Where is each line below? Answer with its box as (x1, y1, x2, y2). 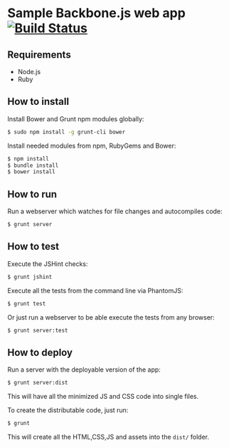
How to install (7, 96, 70, 108)
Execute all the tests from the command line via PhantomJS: (7, 286, 183, 295)
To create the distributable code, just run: (7, 406, 129, 414)
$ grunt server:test (7, 327, 69, 334)
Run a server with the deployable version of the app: (7, 365, 161, 374)
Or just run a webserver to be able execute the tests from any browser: (7, 312, 215, 322)
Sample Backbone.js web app (7, 5, 186, 21)
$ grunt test (7, 300, 46, 307)
